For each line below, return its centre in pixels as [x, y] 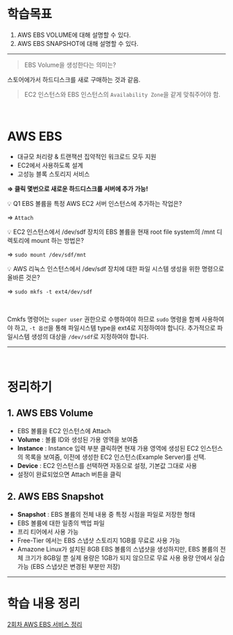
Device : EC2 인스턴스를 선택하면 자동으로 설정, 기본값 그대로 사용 [107, 465]
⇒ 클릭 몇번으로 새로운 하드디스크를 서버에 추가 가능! [78, 188]
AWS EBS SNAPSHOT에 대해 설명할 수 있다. [78, 43]
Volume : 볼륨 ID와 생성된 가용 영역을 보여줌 [78, 440]
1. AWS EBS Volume [50, 413]
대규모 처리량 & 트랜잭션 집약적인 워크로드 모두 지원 [87, 156]
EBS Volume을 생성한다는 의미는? [70, 65]
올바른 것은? [24, 277]
